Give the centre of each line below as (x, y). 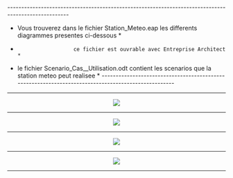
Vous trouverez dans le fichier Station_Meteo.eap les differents (107, 28)
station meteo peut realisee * (59, 75)
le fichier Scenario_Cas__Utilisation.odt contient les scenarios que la (114, 68)
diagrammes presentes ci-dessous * (69, 35)
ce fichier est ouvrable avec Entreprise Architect (149, 49)
